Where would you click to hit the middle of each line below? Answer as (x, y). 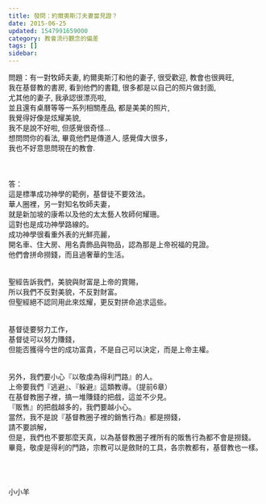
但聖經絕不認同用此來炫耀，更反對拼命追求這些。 (89, 302)
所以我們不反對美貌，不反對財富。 (65, 292)
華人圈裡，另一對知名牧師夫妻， (61, 204)
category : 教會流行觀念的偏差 (54, 38)
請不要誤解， (29, 427)
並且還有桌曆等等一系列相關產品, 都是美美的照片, (89, 107)
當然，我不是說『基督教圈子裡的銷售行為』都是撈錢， (97, 417)
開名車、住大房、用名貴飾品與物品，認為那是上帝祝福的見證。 (111, 244)
